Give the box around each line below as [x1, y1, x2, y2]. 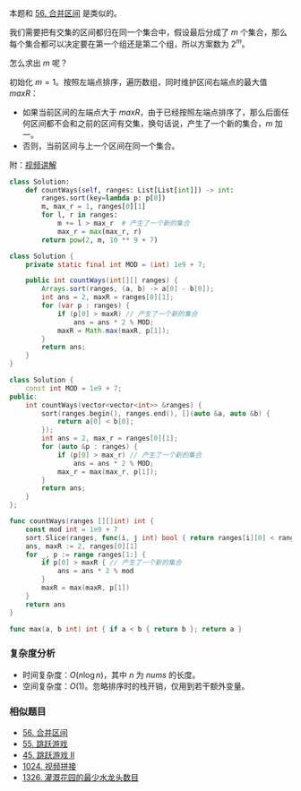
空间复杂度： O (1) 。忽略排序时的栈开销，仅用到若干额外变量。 [21, 680, 250, 692]
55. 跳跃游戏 [21, 738, 69, 749]
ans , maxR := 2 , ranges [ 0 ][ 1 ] [25, 541, 139, 551]
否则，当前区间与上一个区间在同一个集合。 [21, 140, 180, 150]
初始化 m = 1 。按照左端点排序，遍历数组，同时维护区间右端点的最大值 [9, 76, 268, 87]
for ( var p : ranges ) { [41, 301, 130, 311]
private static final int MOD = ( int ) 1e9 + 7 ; [25, 260, 206, 269]
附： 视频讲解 [9, 159, 56, 170]
